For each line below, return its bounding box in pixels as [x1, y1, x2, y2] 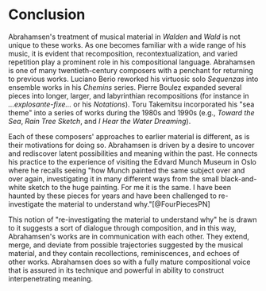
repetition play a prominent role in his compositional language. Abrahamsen [8, 57, 256, 67]
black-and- [221, 173, 257, 184]
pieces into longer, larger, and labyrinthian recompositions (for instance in [8, 91, 249, 100]
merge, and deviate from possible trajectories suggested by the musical [8, 240, 244, 250]
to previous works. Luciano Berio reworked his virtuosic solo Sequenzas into [8, 74, 259, 83]
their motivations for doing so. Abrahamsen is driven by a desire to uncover [8, 140, 255, 149]
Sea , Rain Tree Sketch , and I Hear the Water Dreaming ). [8, 116, 191, 126]
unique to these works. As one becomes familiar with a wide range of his [8, 40, 246, 49]
